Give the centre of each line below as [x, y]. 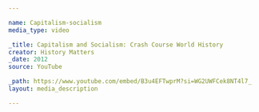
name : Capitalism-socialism [55, 22]
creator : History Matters [51, 52]
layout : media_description [53, 89]
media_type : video [39, 30]
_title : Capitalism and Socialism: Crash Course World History [116, 45]
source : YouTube [35, 67]
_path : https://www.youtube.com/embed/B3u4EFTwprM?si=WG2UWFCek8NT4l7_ [130, 82]
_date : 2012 [28, 60]
